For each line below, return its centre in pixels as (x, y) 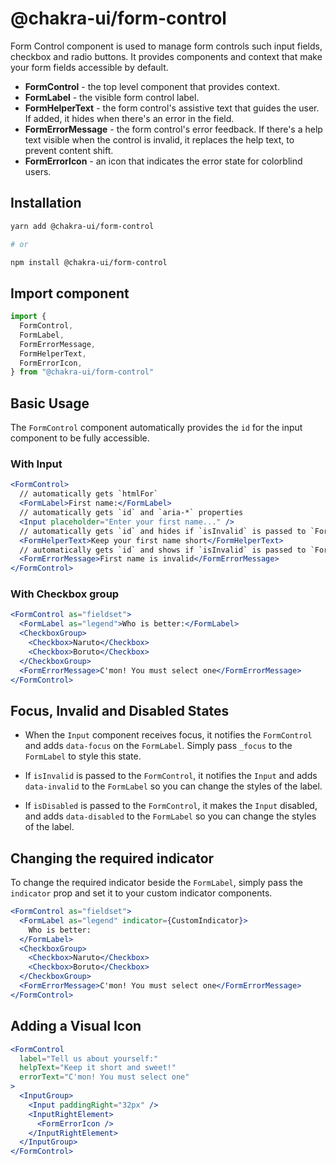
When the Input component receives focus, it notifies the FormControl (168, 735)
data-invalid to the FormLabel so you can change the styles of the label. (173, 786)
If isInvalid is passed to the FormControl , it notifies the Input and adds (171, 776)
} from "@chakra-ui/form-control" (82, 372)
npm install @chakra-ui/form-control (89, 262)
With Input (36, 464)
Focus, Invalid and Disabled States (120, 710)
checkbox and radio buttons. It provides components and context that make (166, 56)
